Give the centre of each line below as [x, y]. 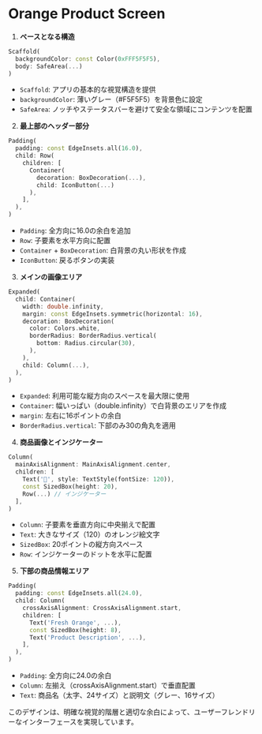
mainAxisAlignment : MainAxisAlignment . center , [93, 465]
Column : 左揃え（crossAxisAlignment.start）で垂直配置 [107, 685]
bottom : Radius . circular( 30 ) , [86, 343]
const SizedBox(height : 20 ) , [70, 486]
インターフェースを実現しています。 [80, 722]
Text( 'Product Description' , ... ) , [88, 637]
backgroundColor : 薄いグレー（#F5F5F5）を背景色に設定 [111, 99]
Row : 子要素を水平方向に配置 [65, 241]
